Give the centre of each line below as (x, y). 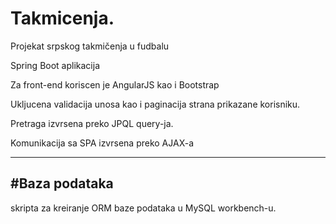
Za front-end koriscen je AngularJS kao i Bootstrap (115, 84)
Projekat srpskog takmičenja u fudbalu (90, 46)
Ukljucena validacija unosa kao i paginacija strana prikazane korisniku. (155, 104)
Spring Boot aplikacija (55, 65)
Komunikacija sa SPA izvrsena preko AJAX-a (102, 143)
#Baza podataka (62, 183)
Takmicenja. (62, 18)
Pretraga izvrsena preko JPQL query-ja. (92, 123)
